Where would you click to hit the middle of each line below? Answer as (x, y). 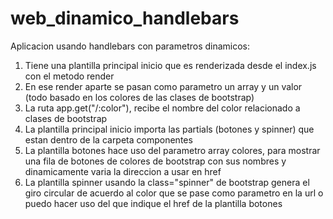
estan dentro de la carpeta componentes (108, 139)
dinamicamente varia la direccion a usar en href (123, 171)
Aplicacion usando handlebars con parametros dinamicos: (130, 46)
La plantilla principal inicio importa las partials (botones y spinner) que (169, 129)
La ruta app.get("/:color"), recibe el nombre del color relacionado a (162, 108)
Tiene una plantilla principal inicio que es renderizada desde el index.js (170, 65)
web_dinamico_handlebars (125, 18)
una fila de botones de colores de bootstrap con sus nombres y (155, 161)
